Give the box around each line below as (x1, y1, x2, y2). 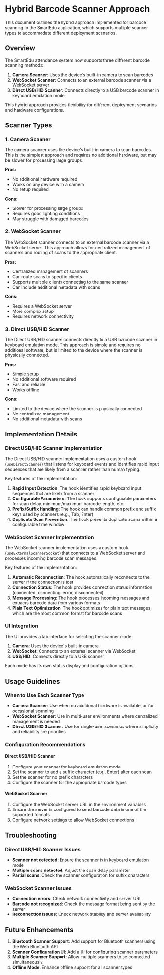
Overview (5, 44, 36, 52)
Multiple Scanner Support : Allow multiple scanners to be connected (12, 954, 150, 960)
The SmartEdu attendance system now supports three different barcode (5, 57, 150, 63)
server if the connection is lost (12, 580, 74, 585)
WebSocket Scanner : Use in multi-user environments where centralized (12, 713, 158, 719)
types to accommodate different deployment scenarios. (5, 30, 117, 36)
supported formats (12, 812, 50, 818)
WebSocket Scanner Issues (5, 885, 72, 892)
